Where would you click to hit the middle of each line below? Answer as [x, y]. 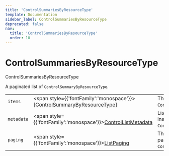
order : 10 [20, 38]
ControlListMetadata [129, 122]
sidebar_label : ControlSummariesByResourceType [56, 19]
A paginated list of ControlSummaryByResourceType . [57, 87]
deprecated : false [24, 24]
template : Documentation [31, 15]
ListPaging [117, 143]
